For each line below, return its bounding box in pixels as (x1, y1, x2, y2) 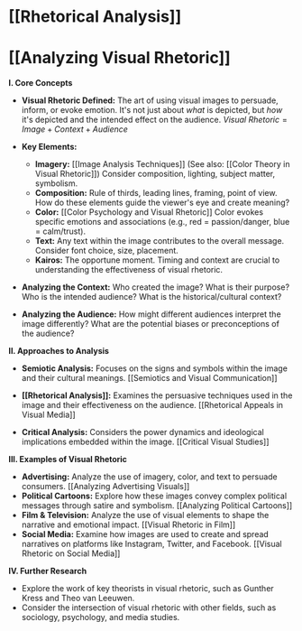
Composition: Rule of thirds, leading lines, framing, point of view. (34, 188, 278, 199)
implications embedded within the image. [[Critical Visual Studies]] (21, 436, 270, 448)
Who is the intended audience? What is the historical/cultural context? (21, 292, 282, 302)
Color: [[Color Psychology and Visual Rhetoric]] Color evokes (34, 207, 263, 218)
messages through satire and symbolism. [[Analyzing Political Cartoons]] (21, 500, 293, 511)
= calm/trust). (34, 226, 87, 237)
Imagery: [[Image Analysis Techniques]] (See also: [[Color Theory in (34, 159, 290, 170)
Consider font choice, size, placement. (34, 246, 179, 256)
